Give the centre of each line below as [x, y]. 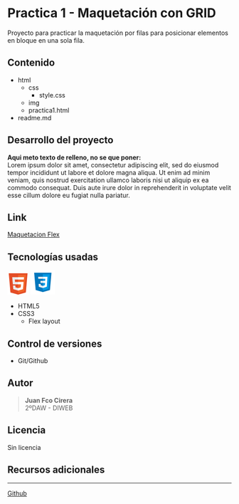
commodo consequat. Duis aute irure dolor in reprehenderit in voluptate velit [119, 187]
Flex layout [44, 321]
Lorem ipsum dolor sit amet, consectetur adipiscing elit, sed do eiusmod [113, 164]
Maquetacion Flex [34, 235]
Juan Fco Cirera [49, 400]
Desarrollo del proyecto [60, 140]
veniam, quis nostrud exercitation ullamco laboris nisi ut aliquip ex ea [108, 180]
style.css [52, 95]
